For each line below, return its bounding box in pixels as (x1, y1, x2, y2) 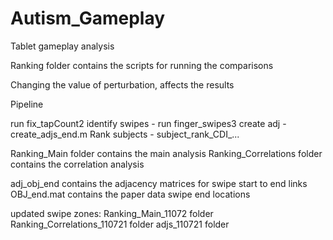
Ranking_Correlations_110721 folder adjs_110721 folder (10, 218, 230, 230)
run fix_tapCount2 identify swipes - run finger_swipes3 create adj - (10, 117, 287, 129)
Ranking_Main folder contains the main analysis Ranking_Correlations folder (10, 147, 323, 159)
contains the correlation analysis (10, 158, 145, 170)
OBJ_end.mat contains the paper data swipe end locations (10, 188, 251, 200)
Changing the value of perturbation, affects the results (10, 78, 235, 91)
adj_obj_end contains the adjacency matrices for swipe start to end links (10, 177, 308, 189)
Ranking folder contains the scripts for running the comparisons (10, 59, 274, 71)
